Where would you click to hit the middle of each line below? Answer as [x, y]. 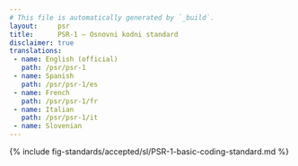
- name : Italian [44, 109]
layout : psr [39, 26]
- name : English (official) [66, 59]
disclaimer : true [42, 43]
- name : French [41, 92]
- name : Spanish [44, 76]
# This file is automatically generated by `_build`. [112, 17]
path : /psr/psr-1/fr [60, 101]
